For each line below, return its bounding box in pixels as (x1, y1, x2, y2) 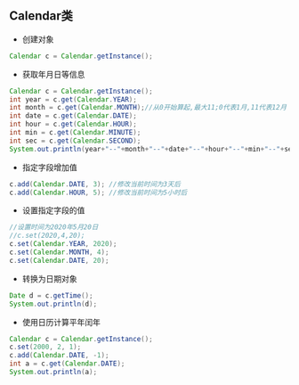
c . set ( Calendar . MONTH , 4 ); (9, 248, 109, 257)
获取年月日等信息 (21, 69, 85, 79)
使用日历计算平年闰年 (21, 316, 101, 327)
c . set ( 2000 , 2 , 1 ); (9, 342, 82, 352)
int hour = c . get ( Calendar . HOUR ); (9, 119, 138, 129)
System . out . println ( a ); (9, 368, 98, 377)
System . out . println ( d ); (9, 299, 98, 308)
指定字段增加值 (21, 161, 77, 172)
